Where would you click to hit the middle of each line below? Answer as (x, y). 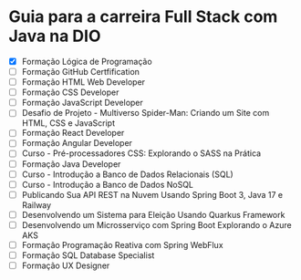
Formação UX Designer (66, 265)
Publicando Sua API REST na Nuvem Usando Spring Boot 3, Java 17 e (152, 194)
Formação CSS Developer (70, 92)
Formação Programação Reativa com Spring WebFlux (123, 244)
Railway (36, 205)
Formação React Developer (73, 133)
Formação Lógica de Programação (87, 61)
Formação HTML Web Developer (83, 82)
